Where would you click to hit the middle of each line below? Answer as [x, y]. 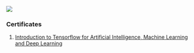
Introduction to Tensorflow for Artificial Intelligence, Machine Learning [101, 37]
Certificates [24, 24]
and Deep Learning [39, 43]
